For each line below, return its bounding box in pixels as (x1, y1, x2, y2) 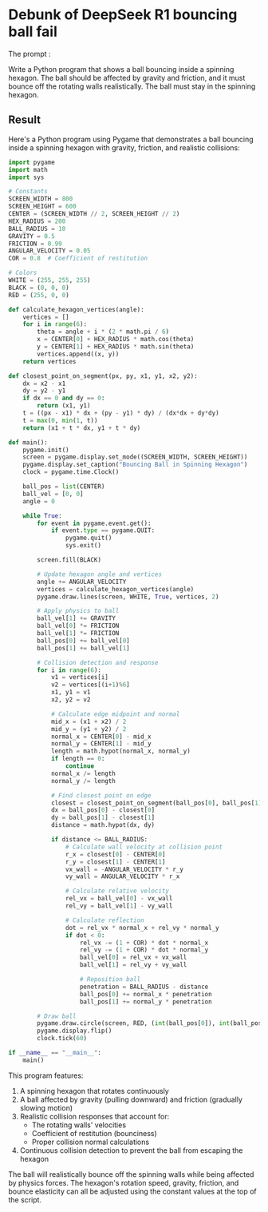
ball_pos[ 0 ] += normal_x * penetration (79, 990, 213, 998)
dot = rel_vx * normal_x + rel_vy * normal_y (65, 924, 219, 932)
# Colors (8, 269, 37, 277)
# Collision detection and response (37, 658, 159, 666)
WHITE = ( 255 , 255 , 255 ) (8, 276, 91, 284)
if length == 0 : (50, 755, 105, 763)
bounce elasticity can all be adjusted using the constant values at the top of (8, 1186, 257, 1196)
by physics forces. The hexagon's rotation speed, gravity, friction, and (8, 1178, 239, 1187)
